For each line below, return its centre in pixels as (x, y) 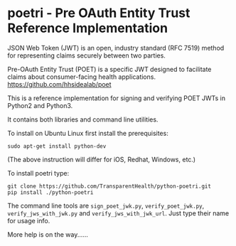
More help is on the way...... (48, 234)
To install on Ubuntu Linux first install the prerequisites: (88, 133)
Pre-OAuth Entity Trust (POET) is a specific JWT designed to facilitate (109, 69)
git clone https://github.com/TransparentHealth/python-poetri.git (109, 186)
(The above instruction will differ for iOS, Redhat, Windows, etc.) (102, 159)
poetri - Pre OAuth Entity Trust (99, 13)
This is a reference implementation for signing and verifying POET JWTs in (117, 98)
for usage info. (29, 220)
